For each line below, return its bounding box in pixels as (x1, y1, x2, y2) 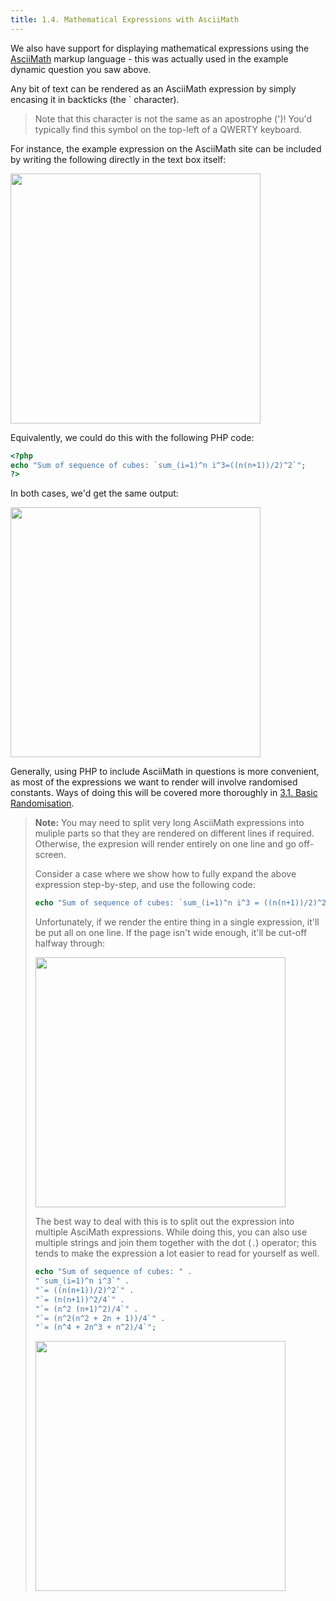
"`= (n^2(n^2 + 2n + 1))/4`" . (34, 1313, 166, 1323)
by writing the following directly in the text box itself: (10, 153, 227, 165)
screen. (34, 849, 67, 861)
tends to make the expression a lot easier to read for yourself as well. (34, 1247, 320, 1260)
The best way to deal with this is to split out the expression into (34, 1216, 295, 1228)
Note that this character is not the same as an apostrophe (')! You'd (34, 112, 313, 125)
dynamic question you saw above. (10, 63, 152, 75)
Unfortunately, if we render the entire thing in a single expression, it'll (34, 916, 320, 928)
